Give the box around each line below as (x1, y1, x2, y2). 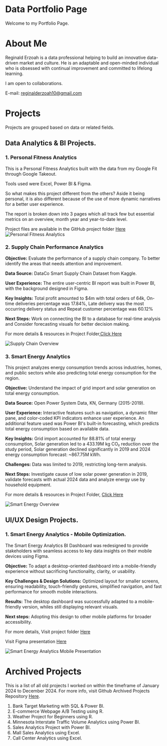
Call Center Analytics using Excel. (12, 735, 82, 741)
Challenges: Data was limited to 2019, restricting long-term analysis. (5, 462, 147, 468)
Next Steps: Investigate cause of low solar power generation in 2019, (5, 471, 148, 477)
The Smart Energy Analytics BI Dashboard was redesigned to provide (5, 542, 148, 548)
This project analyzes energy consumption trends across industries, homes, (5, 364, 162, 370)
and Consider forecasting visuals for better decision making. (5, 321, 130, 327)
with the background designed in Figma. (5, 285, 89, 291)
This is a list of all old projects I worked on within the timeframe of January (5, 682, 159, 688)
